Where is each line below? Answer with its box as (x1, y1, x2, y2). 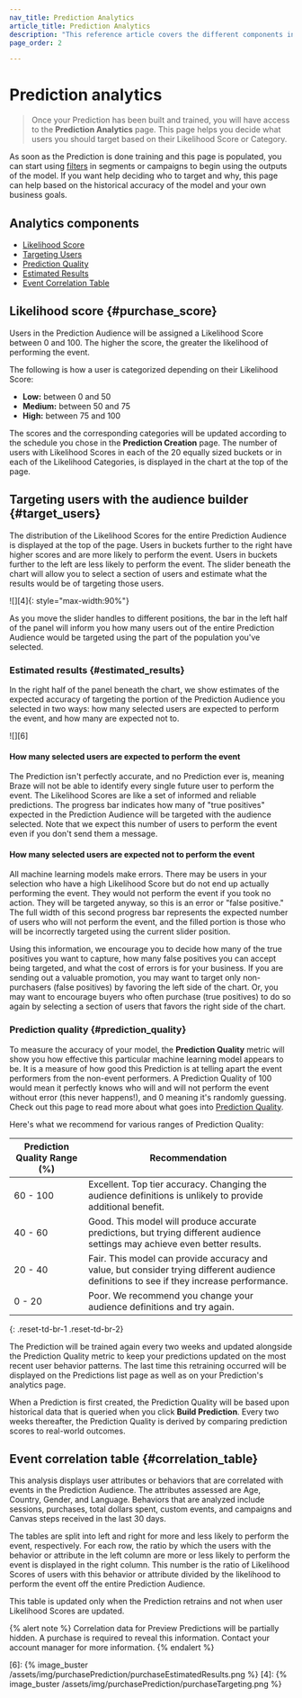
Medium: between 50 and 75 (22, 400, 130, 411)
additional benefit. (88, 1200, 164, 1213)
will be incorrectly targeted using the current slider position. (9, 926, 231, 937)
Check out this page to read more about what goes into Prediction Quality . (9, 1101, 284, 1112)
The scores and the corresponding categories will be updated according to (9, 427, 288, 438)
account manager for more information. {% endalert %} (9, 1642, 215, 1653)
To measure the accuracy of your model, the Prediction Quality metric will (9, 1044, 285, 1055)
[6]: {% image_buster (9, 1659, 88, 1670)
